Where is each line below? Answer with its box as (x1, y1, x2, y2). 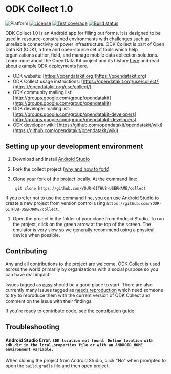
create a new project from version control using (5, 200, 106, 206)
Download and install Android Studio (12, 156, 90, 162)
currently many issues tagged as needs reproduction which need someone (5, 287, 164, 293)
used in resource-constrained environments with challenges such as (5, 35, 150, 42)
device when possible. (12, 232, 60, 238)
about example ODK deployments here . (5, 63, 89, 69)
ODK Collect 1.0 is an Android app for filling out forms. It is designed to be (5, 30, 161, 36)
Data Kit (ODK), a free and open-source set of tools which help (5, 46, 138, 52)
